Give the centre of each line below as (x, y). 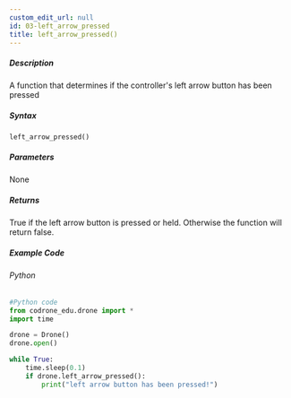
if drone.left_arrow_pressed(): (86, 376)
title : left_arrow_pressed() (64, 34)
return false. (32, 232)
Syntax (23, 115)
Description (32, 63)
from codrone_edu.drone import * (72, 310)
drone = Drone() (39, 335)
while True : (31, 359)
